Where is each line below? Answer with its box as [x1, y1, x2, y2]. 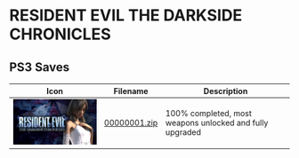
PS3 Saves [9, 59, 69, 75]
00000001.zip [103, 117, 158, 128]
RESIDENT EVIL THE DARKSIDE [9, 5, 243, 26]
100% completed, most [165, 107, 252, 118]
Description [203, 85, 248, 96]
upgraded [165, 126, 202, 138]
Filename [113, 85, 149, 96]
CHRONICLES [9, 24, 111, 44]
